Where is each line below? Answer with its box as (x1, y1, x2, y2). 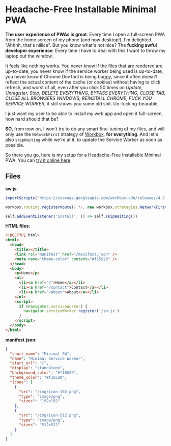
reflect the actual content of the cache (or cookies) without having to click (5, 79, 161, 85)
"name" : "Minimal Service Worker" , (10, 356, 85, 361)
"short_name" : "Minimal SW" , (10, 351, 72, 356)
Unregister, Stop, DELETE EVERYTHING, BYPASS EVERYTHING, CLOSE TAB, (5, 90, 166, 96)
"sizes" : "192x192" (18, 399, 60, 404)
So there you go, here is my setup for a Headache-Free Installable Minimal (5, 152, 161, 158)
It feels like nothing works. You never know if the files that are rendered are (5, 63, 163, 69)
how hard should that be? (5, 116, 59, 122)
